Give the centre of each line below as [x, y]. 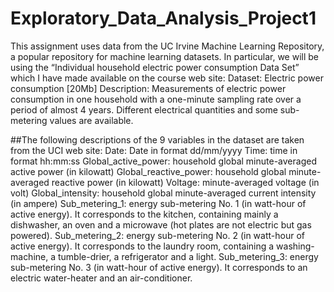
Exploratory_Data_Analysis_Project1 [163, 18]
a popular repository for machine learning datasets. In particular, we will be [164, 56]
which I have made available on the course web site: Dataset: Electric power [167, 78]
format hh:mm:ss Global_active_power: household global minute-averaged [163, 161]
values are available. [91, 120]
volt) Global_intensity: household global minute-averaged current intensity [163, 193]
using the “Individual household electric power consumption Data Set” [155, 67]
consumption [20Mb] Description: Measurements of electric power [148, 88]
